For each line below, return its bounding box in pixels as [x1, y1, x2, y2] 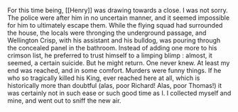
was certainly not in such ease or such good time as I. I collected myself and [7, 89, 232, 97]
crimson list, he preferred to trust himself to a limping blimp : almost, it [7, 51, 213, 60]
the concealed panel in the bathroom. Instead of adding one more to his [7, 44, 217, 52]
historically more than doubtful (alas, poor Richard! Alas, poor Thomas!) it [7, 82, 222, 89]
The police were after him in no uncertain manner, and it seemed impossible [7, 13, 229, 22]
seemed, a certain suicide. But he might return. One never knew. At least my [7, 59, 230, 67]
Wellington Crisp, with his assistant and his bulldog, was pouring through [7, 36, 221, 45]
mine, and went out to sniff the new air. [7, 96, 121, 105]
